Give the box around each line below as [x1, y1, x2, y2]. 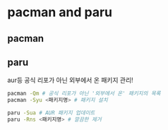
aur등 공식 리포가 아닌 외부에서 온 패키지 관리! [7, 76, 133, 85]
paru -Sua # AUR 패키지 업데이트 [7, 110, 95, 117]
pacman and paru [7, 4, 113, 20]
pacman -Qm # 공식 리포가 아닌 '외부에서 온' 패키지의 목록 [7, 90, 161, 97]
